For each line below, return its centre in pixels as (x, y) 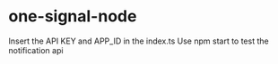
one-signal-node (73, 16)
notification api (36, 50)
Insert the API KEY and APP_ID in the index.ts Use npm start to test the (139, 41)
